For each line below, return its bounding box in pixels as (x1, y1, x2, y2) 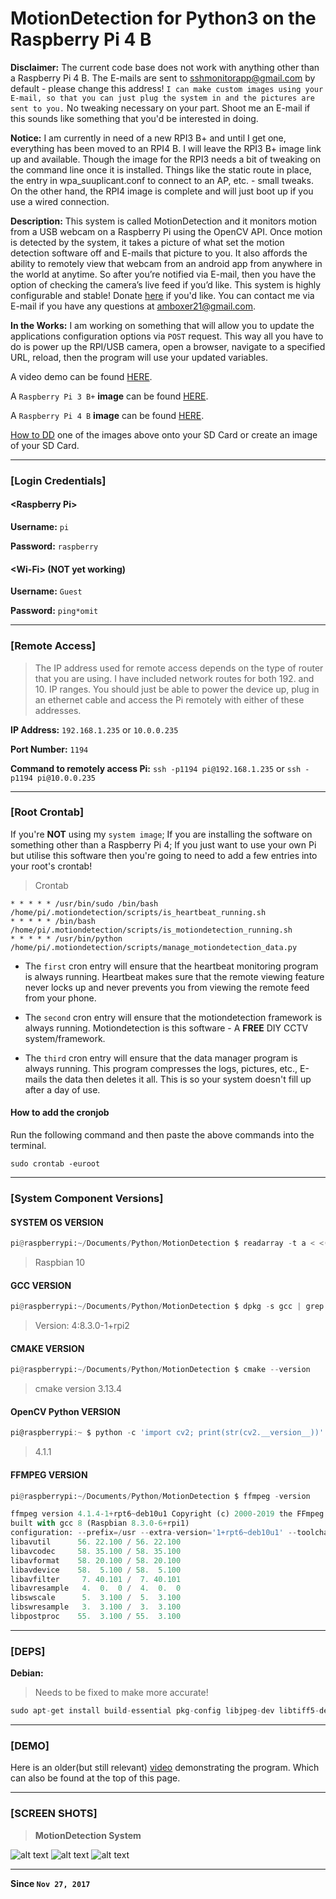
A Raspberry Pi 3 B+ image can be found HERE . (10, 390, 209, 402)
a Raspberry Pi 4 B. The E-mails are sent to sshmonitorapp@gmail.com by (10, 72, 316, 84)
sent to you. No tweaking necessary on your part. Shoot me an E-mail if (10, 102, 311, 114)
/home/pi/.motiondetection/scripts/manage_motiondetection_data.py (10, 942, 298, 952)
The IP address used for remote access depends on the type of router (34, 662, 324, 674)
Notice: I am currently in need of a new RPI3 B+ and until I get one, (10, 132, 287, 144)
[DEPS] (10, 1644, 46, 1658)
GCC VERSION (10, 1279, 72, 1291)
